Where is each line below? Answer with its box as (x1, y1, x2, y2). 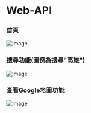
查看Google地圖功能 (6, 86, 65, 94)
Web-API (6, 4, 52, 17)
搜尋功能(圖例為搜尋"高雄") (6, 56, 86, 65)
